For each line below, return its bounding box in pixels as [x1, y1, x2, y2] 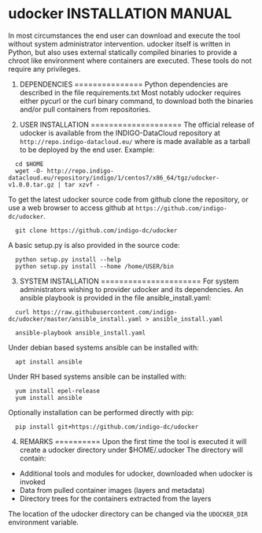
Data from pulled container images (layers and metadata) [19, 485, 205, 494]
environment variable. [8, 517, 79, 527]
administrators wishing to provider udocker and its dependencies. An [19, 284, 244, 294]
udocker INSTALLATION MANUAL [8, 5, 232, 23]
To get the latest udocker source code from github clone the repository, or [8, 194, 249, 204]
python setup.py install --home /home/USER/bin [15, 262, 175, 270]
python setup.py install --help [15, 255, 122, 264]
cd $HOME [15, 160, 44, 168]
